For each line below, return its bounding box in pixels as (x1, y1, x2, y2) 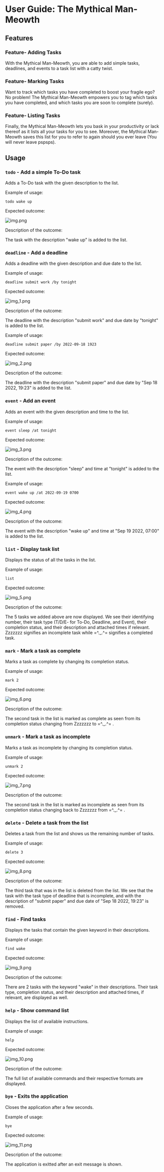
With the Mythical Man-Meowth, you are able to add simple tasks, (5, 60, 140, 66)
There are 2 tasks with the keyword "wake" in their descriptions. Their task (5, 984, 158, 990)
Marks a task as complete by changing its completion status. (5, 658, 129, 665)
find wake (5, 947, 26, 952)
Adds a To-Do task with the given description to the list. (5, 180, 119, 186)
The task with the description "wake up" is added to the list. (5, 237, 128, 243)
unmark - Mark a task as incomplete (5, 733, 90, 740)
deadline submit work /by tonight (5, 280, 77, 285)
